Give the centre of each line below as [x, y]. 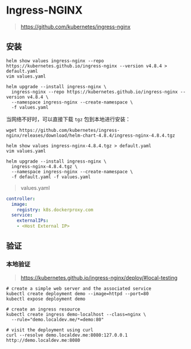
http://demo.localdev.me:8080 [43, 340]
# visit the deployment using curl [50, 330]
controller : [21, 199]
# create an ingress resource [43, 309]
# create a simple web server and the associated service [79, 288]
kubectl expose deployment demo [46, 299]
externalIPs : [33, 221]
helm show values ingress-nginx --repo [55, 61]
